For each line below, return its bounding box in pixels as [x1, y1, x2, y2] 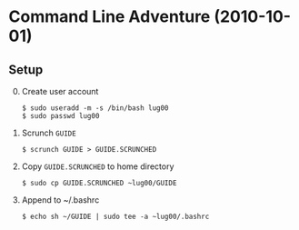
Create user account [21, 86, 99, 96]
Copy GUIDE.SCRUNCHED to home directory [21, 161, 174, 172]
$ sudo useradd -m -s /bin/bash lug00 [21, 104, 169, 113]
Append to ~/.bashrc [21, 195, 100, 205]
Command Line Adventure [8, 6, 211, 27]
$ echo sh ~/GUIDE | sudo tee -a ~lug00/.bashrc [21, 212, 210, 221]
